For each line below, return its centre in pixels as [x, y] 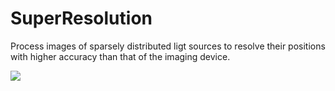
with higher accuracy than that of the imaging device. [120, 56]
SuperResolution [81, 18]
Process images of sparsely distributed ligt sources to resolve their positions [168, 46]
